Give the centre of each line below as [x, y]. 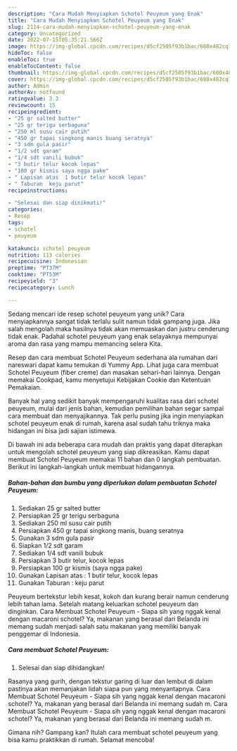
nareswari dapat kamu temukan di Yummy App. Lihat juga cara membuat [113, 365]
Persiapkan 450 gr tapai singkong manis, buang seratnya [101, 530]
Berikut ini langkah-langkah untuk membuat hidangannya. [91, 467]
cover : [18, 79]
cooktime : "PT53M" [35, 275]
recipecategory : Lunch [41, 288]
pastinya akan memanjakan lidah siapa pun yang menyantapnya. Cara [109, 688]
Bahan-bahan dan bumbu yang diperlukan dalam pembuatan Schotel [112, 483]
